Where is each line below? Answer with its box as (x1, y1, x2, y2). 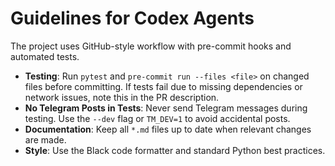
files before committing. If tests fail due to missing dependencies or (24, 80, 303, 92)
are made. (24, 133, 67, 146)
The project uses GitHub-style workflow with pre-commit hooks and (10, 40, 292, 52)
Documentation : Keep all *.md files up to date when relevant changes (24, 123, 312, 135)
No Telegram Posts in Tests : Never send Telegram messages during (24, 102, 308, 114)
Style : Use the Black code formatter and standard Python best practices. (24, 144, 326, 156)
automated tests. (10, 50, 80, 62)
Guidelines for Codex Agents (10, 7, 255, 30)
